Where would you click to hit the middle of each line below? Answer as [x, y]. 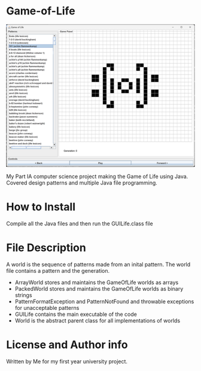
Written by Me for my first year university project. [67, 361]
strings [23, 295]
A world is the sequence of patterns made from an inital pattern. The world [98, 264]
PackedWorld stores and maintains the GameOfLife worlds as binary [99, 288]
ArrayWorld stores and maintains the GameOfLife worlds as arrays [97, 282]
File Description [46, 248]
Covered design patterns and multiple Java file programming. [82, 183]
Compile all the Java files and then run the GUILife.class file [80, 224]
